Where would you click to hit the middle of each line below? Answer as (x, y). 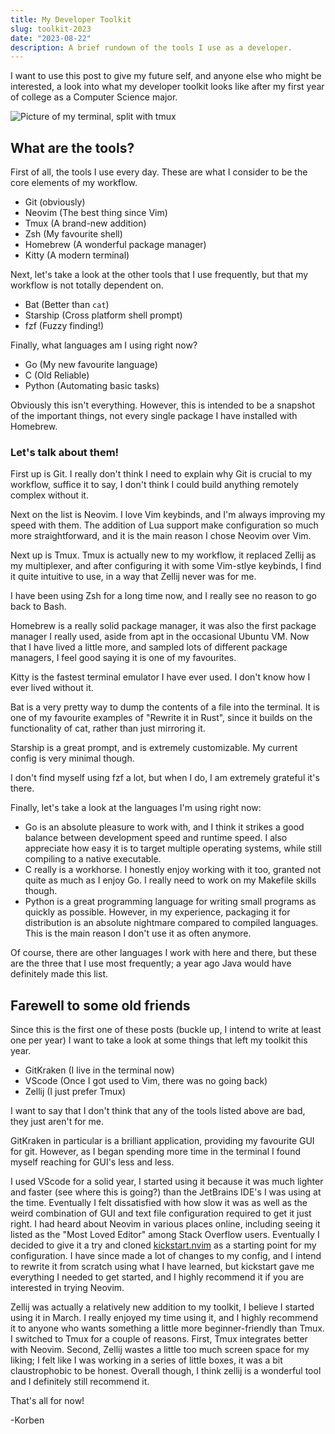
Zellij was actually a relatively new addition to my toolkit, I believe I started (162, 1307)
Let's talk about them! (65, 452)
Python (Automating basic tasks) (92, 386)
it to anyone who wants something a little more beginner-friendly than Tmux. (167, 1328)
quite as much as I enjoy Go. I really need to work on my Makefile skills (170, 880)
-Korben (27, 1420)
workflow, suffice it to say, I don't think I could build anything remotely (154, 485)
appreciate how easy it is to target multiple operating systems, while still (173, 848)
